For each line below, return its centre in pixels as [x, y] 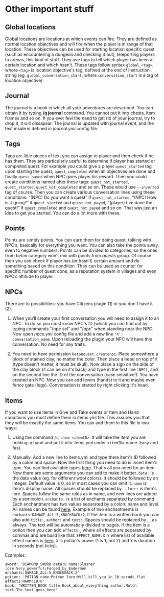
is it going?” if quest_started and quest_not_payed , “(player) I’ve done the [79, 202]
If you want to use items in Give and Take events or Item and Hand [72, 412]
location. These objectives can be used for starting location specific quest [80, 49]
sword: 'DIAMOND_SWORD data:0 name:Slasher [50, 564]
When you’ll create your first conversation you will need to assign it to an [85, 318]
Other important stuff [49, 9]
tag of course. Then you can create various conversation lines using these [80, 192]
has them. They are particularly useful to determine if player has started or [80, 161]
